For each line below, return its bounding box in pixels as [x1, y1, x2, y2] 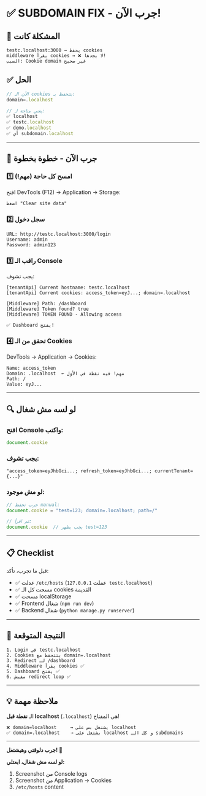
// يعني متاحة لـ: [6, 107, 45, 114]
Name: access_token [6, 365, 56, 371]
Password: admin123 [6, 241, 56, 248]
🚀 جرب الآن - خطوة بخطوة [6, 154, 97, 164]
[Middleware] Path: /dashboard [6, 301, 86, 307]
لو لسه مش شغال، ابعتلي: [6, 758, 65, 765]
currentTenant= [154, 468, 193, 474]
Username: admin [6, 236, 48, 243]
